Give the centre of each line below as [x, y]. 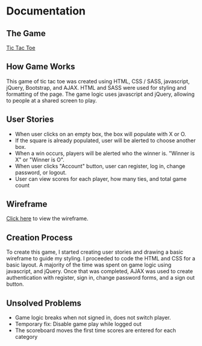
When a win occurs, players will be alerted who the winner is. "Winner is [105, 153]
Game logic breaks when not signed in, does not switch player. [93, 318]
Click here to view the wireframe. [47, 219]
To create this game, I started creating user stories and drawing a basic [95, 252]
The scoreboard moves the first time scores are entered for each [96, 330]
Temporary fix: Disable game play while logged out [78, 324]
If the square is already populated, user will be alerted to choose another [105, 140]
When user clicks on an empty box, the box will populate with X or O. [100, 134]
